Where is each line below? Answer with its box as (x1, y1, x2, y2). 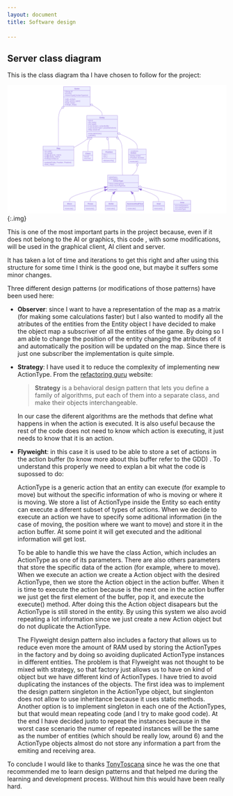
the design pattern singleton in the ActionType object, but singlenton (17, 688, 214, 696)
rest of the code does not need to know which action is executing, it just (17, 427, 224, 435)
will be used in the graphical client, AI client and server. (7, 243, 166, 251)
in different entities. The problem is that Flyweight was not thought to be (17, 658, 225, 667)
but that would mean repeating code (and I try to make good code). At (17, 710, 218, 718)
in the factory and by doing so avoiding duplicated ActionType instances (17, 651, 225, 659)
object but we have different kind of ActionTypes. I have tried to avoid (17, 673, 217, 681)
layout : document (7, 11, 58, 18)
